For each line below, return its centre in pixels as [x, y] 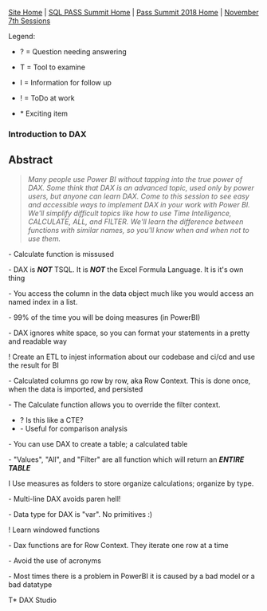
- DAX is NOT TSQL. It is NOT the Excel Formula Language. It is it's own [126, 269]
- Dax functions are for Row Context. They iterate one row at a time [118, 545]
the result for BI [34, 365]
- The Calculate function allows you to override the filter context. [114, 404]
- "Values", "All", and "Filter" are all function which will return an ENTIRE [126, 459]
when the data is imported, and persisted [76, 389]
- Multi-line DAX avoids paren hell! [65, 499]
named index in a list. [43, 302]
